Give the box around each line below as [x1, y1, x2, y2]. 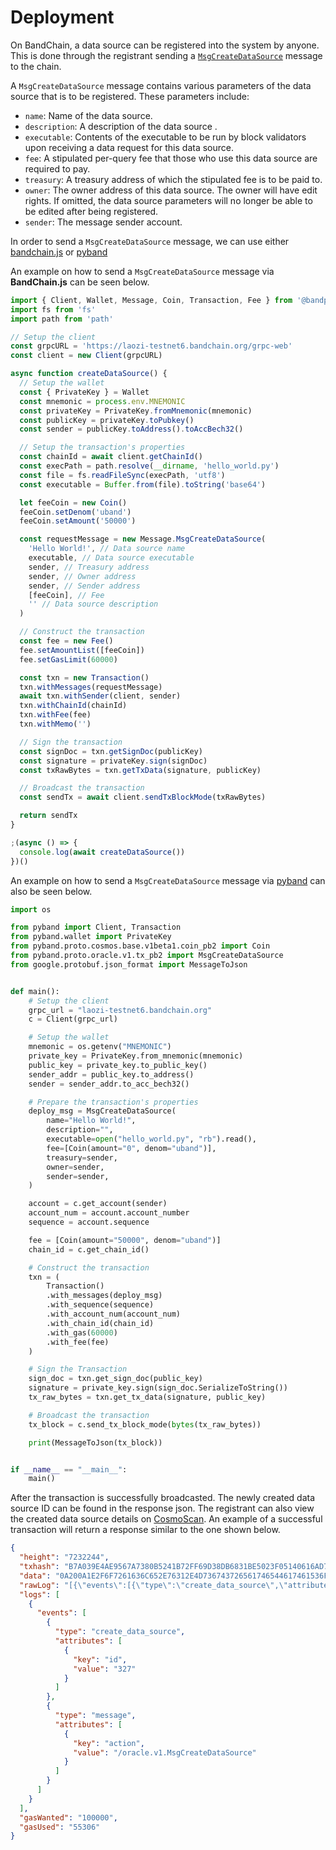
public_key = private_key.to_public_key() [28, 1060, 208, 1070]
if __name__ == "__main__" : [10, 1464, 128, 1475]
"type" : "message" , [54, 1711, 137, 1721]
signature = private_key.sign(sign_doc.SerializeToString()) [28, 1383, 288, 1393]
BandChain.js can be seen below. [10, 276, 150, 288]
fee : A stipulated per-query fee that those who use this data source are [24, 152, 318, 164]
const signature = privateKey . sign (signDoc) [19, 756, 208, 766]
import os [10, 904, 52, 915]
